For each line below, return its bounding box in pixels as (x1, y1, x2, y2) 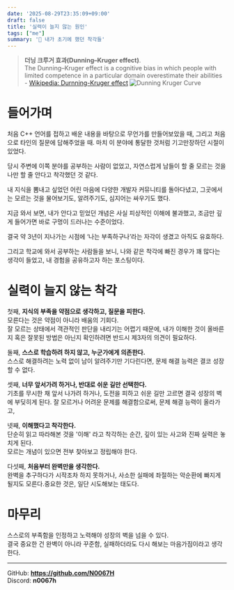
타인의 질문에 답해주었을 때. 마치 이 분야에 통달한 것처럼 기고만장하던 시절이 (19, 139, 225, 147)
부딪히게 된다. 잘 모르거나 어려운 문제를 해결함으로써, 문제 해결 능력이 (14, 398, 202, 406)
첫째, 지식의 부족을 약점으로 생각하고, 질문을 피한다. (7, 307, 146, 316)
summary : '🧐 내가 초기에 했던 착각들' (7, 36, 105, 43)
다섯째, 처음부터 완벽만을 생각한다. (7, 463, 100, 470)
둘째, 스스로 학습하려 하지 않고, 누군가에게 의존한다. (7, 348, 146, 356)
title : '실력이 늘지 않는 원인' (7, 23, 88, 30)
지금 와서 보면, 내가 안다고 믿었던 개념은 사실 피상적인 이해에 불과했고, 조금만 (7, 209, 215, 217)
